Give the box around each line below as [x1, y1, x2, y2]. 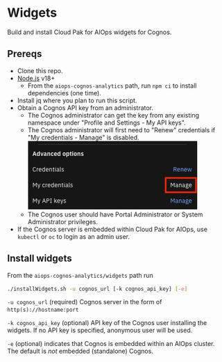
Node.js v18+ [17, 74, 55, 82]
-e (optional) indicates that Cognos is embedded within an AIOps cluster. [7, 340, 215, 348]
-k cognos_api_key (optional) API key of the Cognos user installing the [7, 319, 207, 327]
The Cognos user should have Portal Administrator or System [27, 210, 203, 219]
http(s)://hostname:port [7, 306, 79, 314]
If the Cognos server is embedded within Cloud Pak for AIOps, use [17, 225, 208, 233]
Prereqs [7, 48, 42, 60]
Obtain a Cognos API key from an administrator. [17, 103, 154, 112]
